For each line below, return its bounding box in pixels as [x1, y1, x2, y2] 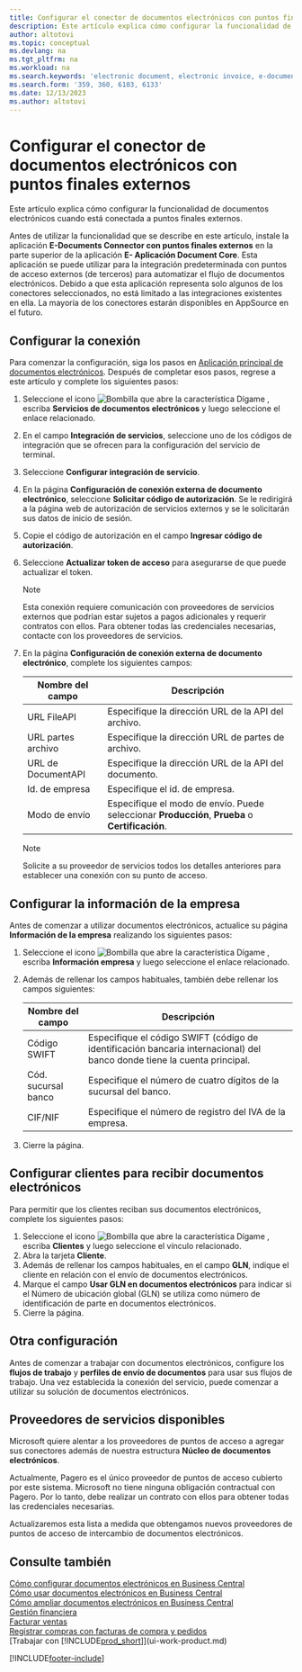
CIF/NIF [26, 1110, 60, 1123]
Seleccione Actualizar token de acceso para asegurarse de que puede [22, 557, 287, 568]
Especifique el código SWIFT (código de [88, 1031, 259, 1044]
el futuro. [9, 307, 43, 318]
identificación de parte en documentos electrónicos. [22, 1298, 217, 1308]
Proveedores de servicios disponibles [9, 1412, 226, 1427]
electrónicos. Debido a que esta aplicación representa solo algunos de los [9, 278, 283, 289]
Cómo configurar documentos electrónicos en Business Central [9, 1578, 245, 1589]
